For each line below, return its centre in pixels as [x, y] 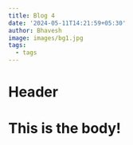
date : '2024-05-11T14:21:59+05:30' [67, 23]
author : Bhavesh [35, 30]
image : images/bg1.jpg [46, 38]
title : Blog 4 [32, 16]
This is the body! [65, 129]
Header [33, 92]
